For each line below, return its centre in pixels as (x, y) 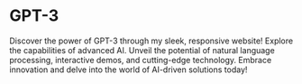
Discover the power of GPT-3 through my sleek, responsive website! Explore (151, 41)
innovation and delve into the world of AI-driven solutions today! (128, 70)
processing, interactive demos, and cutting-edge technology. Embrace (141, 60)
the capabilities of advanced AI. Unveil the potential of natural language (142, 50)
